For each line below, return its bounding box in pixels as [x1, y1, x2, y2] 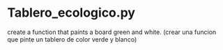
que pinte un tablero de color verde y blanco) [7, 35, 137, 43]
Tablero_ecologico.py [7, 5, 136, 21]
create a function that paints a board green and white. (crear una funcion [7, 28, 217, 36]
